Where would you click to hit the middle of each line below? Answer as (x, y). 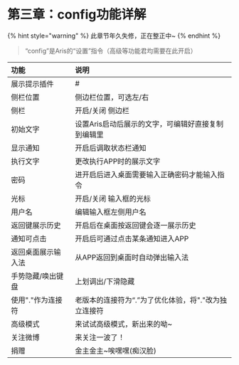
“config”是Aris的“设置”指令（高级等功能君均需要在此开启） (111, 51)
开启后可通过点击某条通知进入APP (132, 238)
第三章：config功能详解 (77, 15)
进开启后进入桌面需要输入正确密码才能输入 (146, 174)
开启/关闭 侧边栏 (102, 110)
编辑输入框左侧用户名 (110, 212)
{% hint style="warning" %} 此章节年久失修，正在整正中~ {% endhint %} (114, 36)
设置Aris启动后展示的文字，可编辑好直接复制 (149, 124)
